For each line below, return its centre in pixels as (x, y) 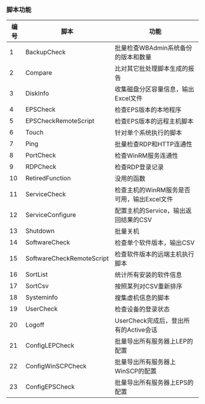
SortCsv (37, 286)
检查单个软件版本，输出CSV (155, 243)
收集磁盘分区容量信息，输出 (155, 89)
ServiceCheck (45, 194)
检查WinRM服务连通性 (147, 156)
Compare (39, 73)
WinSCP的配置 (136, 371)
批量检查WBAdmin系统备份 (153, 48)
